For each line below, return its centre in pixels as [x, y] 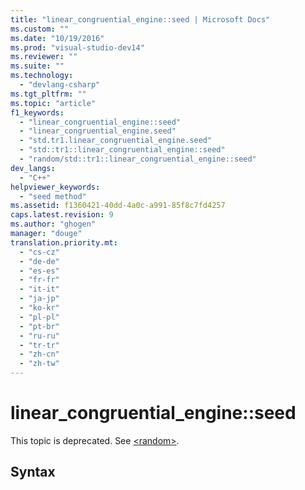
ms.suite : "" [37, 66]
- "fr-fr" [39, 280]
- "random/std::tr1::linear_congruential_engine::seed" [138, 159]
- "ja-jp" [39, 299]
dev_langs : [33, 168]
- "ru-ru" [39, 336]
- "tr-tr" [39, 345]
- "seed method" [53, 196]
